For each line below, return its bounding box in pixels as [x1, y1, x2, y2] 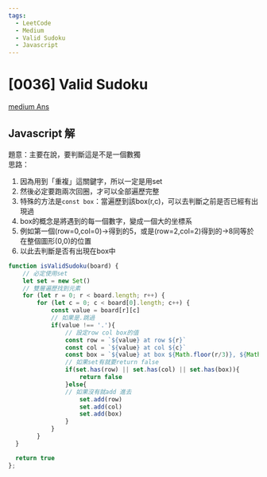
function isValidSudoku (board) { [8, 262, 119, 270]
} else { [64, 380, 87, 389]
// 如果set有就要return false [64, 358, 159, 366]
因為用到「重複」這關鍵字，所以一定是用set [19, 176, 163, 186]
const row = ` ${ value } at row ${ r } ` [64, 336, 187, 344]
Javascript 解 [8, 127, 75, 140]
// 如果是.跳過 [50, 314, 95, 322]
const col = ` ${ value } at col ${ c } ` [64, 343, 187, 351]
